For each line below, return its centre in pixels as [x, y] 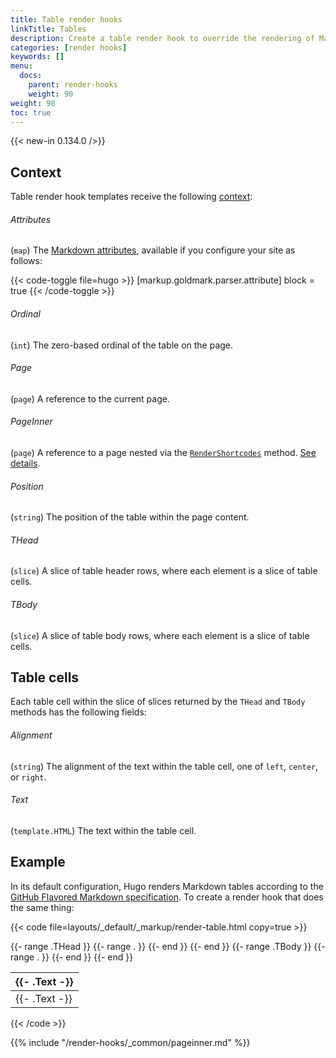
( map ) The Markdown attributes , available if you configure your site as [153, 250]
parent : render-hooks [73, 85]
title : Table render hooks [66, 19]
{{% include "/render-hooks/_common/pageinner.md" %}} [130, 1042]
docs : [31, 76]
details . [25, 463]
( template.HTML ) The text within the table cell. [103, 830]
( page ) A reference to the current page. [90, 398]
